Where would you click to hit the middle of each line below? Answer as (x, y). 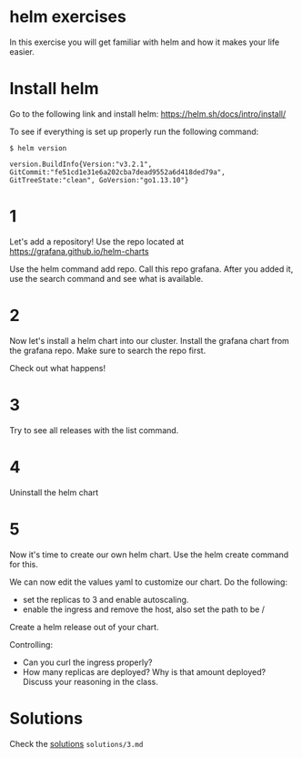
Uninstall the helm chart (54, 492)
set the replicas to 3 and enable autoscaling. (106, 599)
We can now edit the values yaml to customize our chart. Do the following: (149, 582)
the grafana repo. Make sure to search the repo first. (108, 350)
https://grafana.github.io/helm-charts (79, 251)
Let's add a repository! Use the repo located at (97, 241)
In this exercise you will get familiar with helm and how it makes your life (145, 42)
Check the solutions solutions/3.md (76, 743)
